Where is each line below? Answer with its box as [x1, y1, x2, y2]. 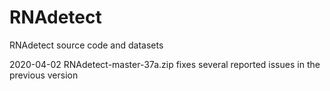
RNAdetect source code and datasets [9, 39, 164, 51]
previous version [9, 69, 79, 81]
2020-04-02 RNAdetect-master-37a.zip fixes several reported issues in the [9, 58, 321, 70]
